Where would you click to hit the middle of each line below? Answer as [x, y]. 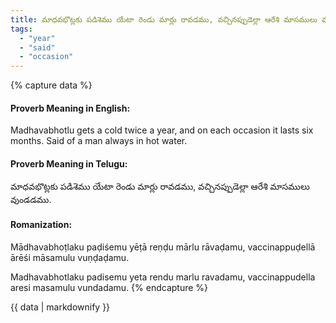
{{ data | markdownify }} [60, 307]
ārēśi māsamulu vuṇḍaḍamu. [70, 257]
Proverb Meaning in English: [70, 108]
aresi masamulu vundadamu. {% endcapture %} [109, 287]
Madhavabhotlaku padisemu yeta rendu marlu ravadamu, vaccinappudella [163, 277]
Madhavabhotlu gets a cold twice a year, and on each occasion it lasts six [162, 130]
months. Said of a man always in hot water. [99, 141]
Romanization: [41, 225]
